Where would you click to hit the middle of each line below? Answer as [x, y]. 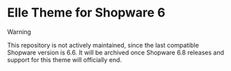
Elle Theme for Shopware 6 [86, 13]
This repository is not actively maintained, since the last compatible [103, 45]
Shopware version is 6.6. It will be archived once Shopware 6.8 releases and [116, 52]
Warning [19, 32]
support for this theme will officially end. [65, 59]
